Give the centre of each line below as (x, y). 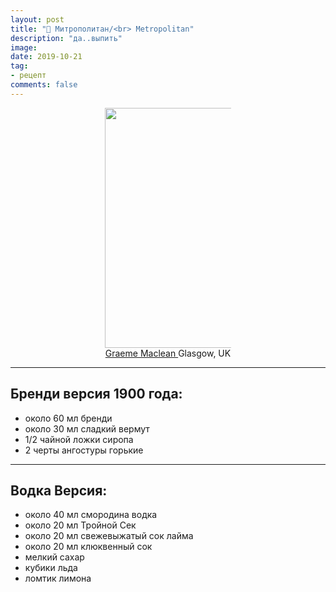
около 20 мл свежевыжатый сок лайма (109, 536)
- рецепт (28, 76)
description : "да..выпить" (66, 38)
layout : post (37, 19)
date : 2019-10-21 (46, 57)
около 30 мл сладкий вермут (87, 428)
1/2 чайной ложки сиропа (79, 439)
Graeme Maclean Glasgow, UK (168, 353)
